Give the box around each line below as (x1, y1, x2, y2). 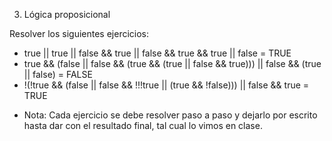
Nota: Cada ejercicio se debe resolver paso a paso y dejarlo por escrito (23, 109, 318, 121)
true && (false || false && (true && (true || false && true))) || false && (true (23, 58, 322, 69)
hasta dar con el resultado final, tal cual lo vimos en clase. (23, 120, 263, 131)
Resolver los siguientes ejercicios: (9, 28, 150, 39)
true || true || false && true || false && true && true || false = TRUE (23, 47, 292, 59)
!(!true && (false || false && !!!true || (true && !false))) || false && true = (23, 79, 310, 91)
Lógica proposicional (23, 9, 111, 20)
